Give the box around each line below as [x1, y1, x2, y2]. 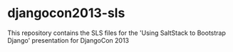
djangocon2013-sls [7, 5, 125, 21]
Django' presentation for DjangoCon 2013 [7, 36, 130, 44]
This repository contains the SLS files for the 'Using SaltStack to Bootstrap [7, 28, 226, 37]
